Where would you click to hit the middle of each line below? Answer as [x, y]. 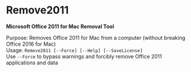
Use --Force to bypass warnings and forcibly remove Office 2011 [84, 56]
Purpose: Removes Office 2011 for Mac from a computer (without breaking [96, 37]
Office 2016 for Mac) [31, 44]
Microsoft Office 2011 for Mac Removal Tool [60, 26]
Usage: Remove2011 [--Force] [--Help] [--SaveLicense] [74, 50]
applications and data [32, 63]
